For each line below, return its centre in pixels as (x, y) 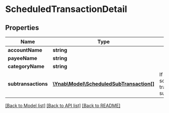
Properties (22, 28)
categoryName (26, 66)
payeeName (23, 58)
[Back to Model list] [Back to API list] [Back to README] (63, 105)
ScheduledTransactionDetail (66, 9)
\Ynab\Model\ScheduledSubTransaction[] (104, 84)
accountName (25, 50)
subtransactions (28, 84)
